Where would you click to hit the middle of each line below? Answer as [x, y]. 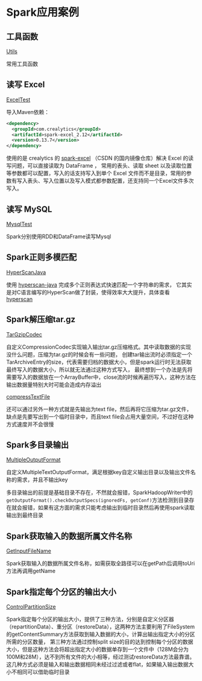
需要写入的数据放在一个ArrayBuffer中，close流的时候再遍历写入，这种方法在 [101, 377]
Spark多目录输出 [38, 445]
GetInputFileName [29, 551]
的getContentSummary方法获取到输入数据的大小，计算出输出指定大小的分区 [101, 635]
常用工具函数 [22, 64]
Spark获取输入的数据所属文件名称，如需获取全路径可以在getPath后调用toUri [100, 563]
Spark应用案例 [43, 12]
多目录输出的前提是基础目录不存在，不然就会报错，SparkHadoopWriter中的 [99, 493]
